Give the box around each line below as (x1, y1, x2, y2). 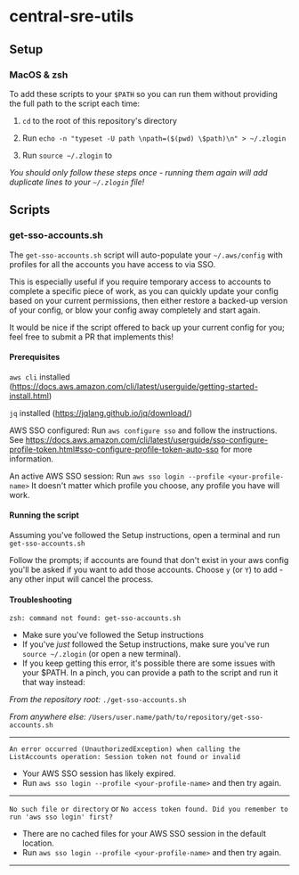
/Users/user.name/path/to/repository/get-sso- (87, 713, 264, 723)
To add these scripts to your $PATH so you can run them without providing (9, 88, 279, 99)
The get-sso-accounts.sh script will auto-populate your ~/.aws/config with (9, 249, 283, 260)
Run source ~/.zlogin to (21, 150, 113, 160)
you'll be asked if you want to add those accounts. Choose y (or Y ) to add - (9, 564, 283, 575)
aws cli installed (9, 372, 71, 382)
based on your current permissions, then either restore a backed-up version (9, 295, 288, 306)
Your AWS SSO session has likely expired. (21, 768, 176, 779)
